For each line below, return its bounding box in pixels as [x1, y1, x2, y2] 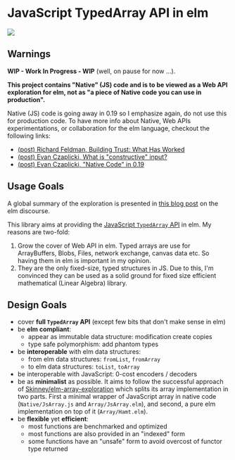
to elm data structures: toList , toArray [27, 362, 141, 371]
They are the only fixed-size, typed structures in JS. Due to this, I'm [17, 264, 214, 272]
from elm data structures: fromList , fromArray [27, 355, 160, 364]
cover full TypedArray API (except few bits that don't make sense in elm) [17, 318, 227, 326]
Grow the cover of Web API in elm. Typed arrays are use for [17, 241, 191, 250]
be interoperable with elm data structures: [17, 347, 141, 356]
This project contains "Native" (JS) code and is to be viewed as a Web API [7, 80, 228, 89]
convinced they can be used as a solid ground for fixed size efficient [17, 271, 217, 279]
